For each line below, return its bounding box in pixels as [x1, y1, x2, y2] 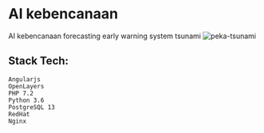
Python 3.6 [8, 96, 45, 104]
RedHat [8, 110, 30, 118]
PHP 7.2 [8, 89, 34, 97]
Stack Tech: [8, 54, 69, 68]
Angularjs [8, 75, 41, 84]
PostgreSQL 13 [8, 103, 56, 111]
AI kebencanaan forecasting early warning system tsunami [8, 31, 202, 41]
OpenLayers [8, 82, 45, 90]
